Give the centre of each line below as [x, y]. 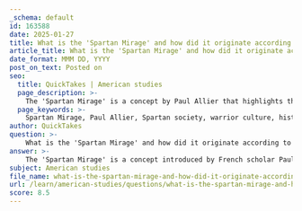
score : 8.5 [30, 193]
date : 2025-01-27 [42, 34]
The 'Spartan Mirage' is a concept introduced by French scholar [151, 159]
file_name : [30, 176]
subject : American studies [60, 168]
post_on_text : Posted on [56, 68]
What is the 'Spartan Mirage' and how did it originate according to [159, 143]
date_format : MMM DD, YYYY [60, 59]
